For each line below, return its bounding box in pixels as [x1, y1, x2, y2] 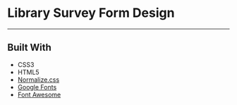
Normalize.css [17, 75, 60, 84]
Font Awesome [17, 90, 61, 99]
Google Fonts [17, 82, 57, 91]
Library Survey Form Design [7, 5, 175, 21]
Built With [7, 42, 51, 54]
